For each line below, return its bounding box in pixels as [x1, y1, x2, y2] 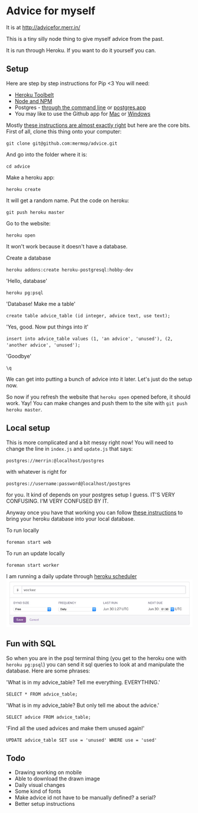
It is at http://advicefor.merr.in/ [6, 24, 81, 31]
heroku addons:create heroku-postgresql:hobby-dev [6, 267, 134, 273]
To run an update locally [6, 550, 65, 557]
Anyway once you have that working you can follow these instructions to [6, 509, 183, 516]
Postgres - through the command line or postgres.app [14, 104, 147, 111]
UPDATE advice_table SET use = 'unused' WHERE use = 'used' [6, 737, 158, 743]
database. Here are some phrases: [6, 667, 90, 674]
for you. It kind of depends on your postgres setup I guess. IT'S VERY [6, 491, 176, 498]
